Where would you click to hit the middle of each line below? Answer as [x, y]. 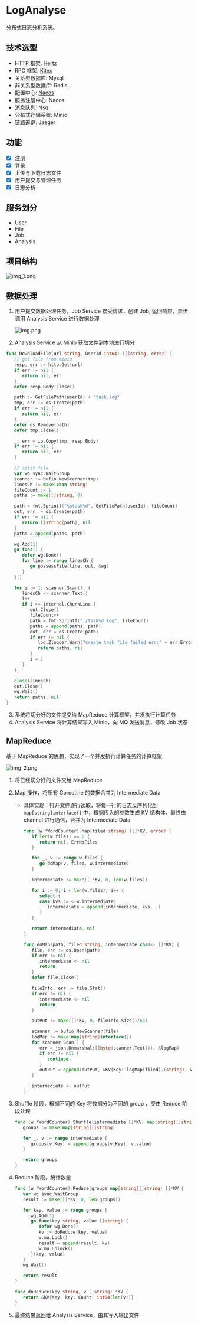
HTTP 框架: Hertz [36, 63]
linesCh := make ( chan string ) [51, 485]
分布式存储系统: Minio [41, 115]
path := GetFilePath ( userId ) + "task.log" [67, 397]
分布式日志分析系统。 [32, 27]
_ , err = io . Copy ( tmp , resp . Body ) [56, 441]
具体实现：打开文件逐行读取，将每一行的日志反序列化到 [90, 805]
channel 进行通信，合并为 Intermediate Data [77, 820]
